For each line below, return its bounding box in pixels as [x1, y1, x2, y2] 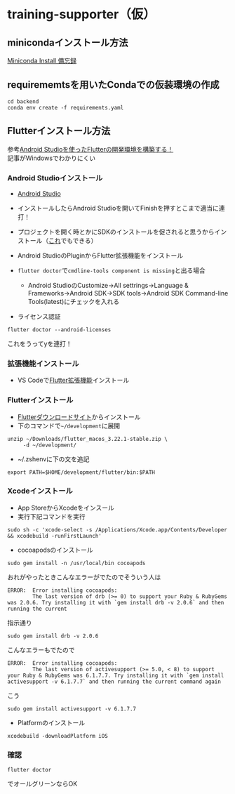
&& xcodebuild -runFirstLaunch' [7, 532, 102, 539]
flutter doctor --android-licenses [7, 326, 112, 333]
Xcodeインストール [7, 486, 74, 496]
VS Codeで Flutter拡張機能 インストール [17, 376, 130, 385]
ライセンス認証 [17, 312, 61, 320]
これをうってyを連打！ [7, 339, 72, 348]
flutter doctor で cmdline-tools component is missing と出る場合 [17, 266, 206, 274]
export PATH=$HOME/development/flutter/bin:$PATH [7, 468, 156, 476]
